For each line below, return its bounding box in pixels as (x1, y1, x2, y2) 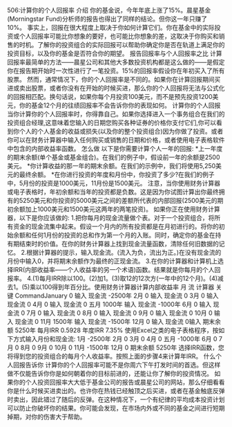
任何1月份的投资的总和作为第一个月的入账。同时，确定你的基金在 (30, 231, 215, 239)
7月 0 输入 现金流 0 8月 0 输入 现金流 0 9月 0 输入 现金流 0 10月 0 (26, 309, 213, 317)
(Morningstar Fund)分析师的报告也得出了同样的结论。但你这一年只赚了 (7, 15, 208, 23)
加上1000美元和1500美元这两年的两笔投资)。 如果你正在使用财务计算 (25, 205, 220, 213)
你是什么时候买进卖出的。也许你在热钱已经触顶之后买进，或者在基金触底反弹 (7, 387, 225, 394)
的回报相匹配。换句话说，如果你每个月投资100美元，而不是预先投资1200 (7, 93, 213, 100)
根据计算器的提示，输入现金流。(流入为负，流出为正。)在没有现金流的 (26, 248, 222, 256)
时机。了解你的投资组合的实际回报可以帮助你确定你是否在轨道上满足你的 (19, 41, 225, 48)
